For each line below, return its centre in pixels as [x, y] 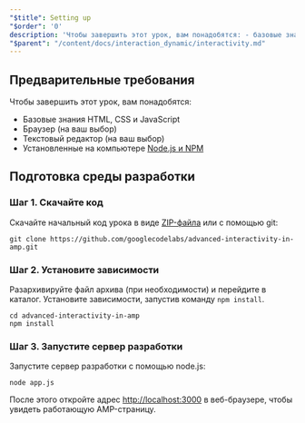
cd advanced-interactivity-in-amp [75, 316]
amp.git [24, 247]
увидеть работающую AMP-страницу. [83, 409]
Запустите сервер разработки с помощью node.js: [108, 366]
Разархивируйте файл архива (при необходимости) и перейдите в [138, 290]
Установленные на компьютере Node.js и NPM [113, 148]
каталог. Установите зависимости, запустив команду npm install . [137, 300]
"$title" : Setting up [50, 18]
